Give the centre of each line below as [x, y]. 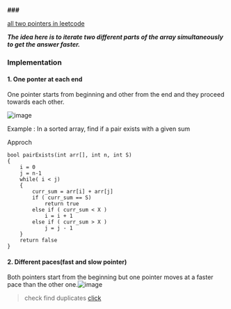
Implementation [35, 62]
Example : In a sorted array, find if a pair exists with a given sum [99, 129]
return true [62, 204]
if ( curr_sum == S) [62, 198]
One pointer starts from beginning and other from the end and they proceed [116, 95]
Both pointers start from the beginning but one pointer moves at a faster [110, 277]
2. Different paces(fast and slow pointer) [67, 262]
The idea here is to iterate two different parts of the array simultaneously [115, 37]
